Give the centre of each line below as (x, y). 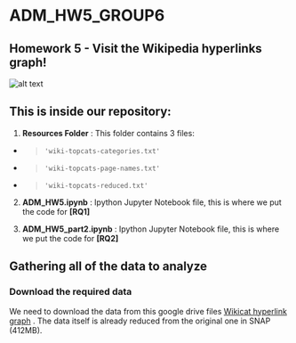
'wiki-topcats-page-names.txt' (102, 168)
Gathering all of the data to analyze (108, 267)
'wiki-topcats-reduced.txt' (96, 185)
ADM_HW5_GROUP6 (87, 16)
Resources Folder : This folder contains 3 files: (108, 133)
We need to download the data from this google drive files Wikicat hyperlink (148, 311)
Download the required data (71, 292)
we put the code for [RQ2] (70, 238)
